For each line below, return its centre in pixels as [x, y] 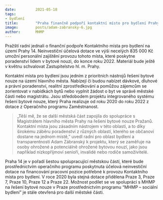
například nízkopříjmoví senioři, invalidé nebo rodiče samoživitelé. [83, 152]
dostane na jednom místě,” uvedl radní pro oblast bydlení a [75, 137]
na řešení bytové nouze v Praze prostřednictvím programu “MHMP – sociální [81, 187]
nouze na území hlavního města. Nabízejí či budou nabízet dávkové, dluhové [81, 81]
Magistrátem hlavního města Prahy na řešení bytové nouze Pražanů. [85, 121]
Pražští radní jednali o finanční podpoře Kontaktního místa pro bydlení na [78, 46]
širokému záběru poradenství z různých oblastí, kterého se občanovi [85, 131]
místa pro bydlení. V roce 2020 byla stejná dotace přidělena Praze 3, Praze [80, 177]
